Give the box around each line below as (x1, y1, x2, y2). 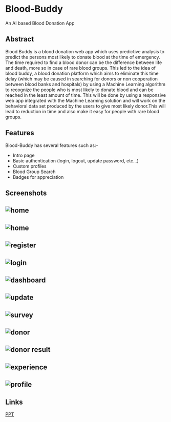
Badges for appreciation (12, 174, 64, 180)
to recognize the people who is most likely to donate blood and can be (5, 87, 154, 93)
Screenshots (5, 188, 47, 197)
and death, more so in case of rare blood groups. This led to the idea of (5, 65, 156, 71)
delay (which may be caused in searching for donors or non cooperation (5, 75, 158, 82)
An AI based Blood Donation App (5, 20, 75, 26)
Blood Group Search (12, 168, 56, 175)
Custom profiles (12, 163, 47, 169)
